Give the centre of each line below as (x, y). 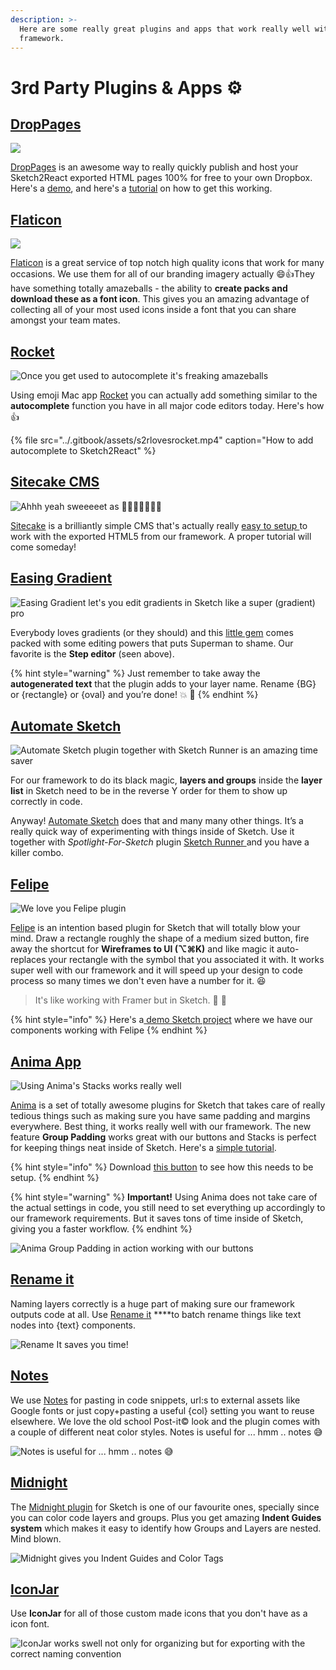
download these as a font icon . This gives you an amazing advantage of (160, 299)
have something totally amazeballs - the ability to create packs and (149, 288)
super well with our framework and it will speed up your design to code (156, 970)
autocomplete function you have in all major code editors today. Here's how (167, 405)
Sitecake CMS (55, 482)
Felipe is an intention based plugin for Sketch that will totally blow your (155, 928)
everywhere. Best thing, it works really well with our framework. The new (161, 1127)
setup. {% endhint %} (55, 1178)
